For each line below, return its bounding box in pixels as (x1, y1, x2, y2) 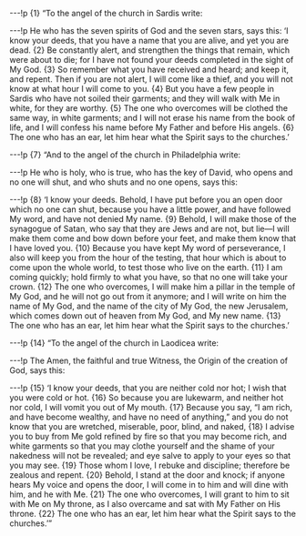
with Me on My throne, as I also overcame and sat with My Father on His (9, 499, 280, 509)
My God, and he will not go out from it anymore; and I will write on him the (9, 291, 287, 301)
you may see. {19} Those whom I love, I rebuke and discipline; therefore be (9, 460, 291, 470)
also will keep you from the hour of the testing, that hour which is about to (9, 252, 287, 263)
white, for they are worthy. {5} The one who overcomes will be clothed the (9, 103, 289, 113)
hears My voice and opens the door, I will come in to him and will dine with (9, 480, 289, 490)
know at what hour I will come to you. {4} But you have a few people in (9, 84, 275, 94)
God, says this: (9, 365, 66, 376)
